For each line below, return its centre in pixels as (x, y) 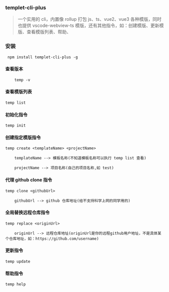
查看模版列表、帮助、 (49, 32)
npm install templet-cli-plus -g (43, 57)
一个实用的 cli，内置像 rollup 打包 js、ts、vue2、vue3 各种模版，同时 (90, 19)
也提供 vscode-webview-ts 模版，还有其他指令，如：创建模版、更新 (89, 26)
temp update (18, 262)
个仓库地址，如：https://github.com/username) (52, 239)
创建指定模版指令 (23, 137)
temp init (16, 126)
